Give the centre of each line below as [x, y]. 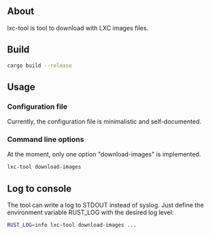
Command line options [46, 139]
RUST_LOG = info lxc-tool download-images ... [72, 225]
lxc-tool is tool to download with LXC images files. [78, 28]
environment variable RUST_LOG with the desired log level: [90, 212]
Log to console [40, 188]
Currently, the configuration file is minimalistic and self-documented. [104, 122]
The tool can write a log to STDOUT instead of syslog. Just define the [105, 205]
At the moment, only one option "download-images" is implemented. [104, 154]
